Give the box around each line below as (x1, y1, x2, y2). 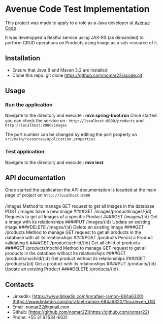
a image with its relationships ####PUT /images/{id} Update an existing (5, 219, 151, 225)
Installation (5, 54, 40, 63)
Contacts (5, 280, 34, 289)
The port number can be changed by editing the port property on (5, 131, 137, 137)
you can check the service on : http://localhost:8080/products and (5, 118, 144, 124)
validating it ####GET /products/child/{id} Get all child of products (5, 240, 140, 246)
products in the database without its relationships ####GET (5, 250, 126, 257)
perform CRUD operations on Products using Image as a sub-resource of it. (5, 39, 159, 45)
